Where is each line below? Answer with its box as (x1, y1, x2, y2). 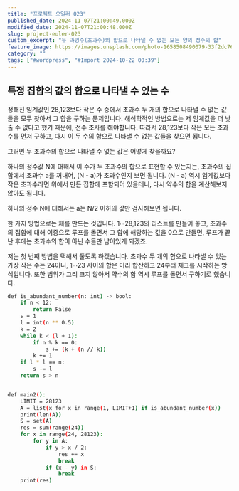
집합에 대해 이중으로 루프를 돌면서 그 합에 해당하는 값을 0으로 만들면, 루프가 (14, 228, 224, 236)
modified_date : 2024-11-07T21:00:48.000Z (7, 23, 132, 31)
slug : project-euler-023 (7, 30, 81, 38)
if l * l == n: (20, 359, 65, 366)
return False (33, 306, 72, 313)
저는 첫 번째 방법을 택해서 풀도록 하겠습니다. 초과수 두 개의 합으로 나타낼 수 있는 (7, 252, 228, 260)
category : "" (7, 51, 46, 58)
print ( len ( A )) (20, 411, 62, 418)
